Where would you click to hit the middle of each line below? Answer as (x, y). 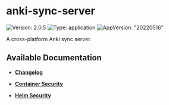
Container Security (39, 84)
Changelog (29, 72)
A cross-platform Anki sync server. (49, 39)
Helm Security (33, 95)
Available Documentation (54, 58)
